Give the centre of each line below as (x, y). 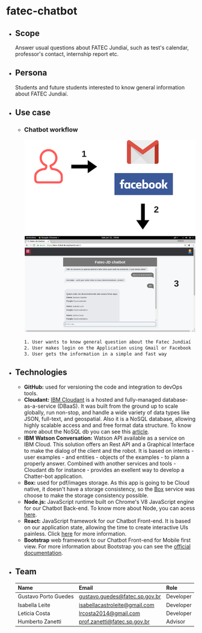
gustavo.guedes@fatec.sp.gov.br (120, 596)
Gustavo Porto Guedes (46, 596)
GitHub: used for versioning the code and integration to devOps (103, 387)
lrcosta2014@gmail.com (109, 613)
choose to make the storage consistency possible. (86, 495)
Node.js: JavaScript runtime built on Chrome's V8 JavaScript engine (109, 501)
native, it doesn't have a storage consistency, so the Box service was (109, 489)
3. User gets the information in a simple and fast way (95, 354)
